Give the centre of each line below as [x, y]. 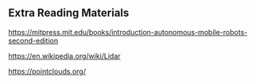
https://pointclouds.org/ [47, 71]
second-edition [33, 40]
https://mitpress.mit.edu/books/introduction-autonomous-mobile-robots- [128, 32]
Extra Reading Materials [69, 13]
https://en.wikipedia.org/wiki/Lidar [64, 55]
